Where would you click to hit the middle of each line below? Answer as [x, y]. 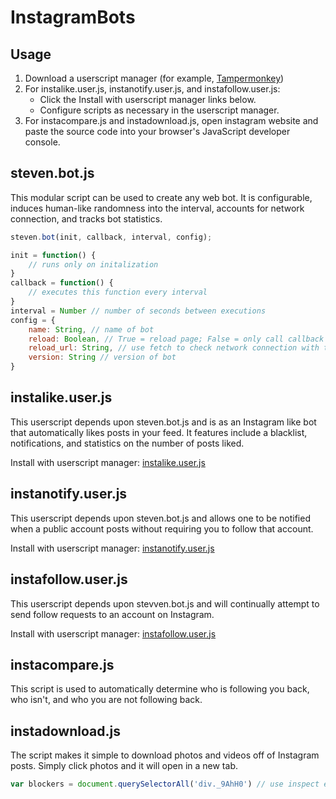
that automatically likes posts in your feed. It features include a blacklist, [159, 432]
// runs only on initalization [93, 264]
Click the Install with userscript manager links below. [148, 99]
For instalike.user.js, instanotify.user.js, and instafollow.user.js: [152, 89]
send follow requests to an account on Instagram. [112, 614]
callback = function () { [62, 283]
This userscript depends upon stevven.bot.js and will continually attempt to [165, 603]
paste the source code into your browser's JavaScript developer [157, 131]
